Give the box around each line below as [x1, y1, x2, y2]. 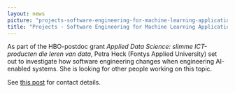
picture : [7, 17, 33, 24]
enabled [7, 64, 31, 73]
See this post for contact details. [7, 78, 101, 87]
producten [7, 50, 37, 58]
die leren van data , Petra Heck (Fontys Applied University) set [38, 50, 218, 58]
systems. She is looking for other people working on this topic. [31, 64, 213, 73]
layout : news [7, 10, 45, 17]
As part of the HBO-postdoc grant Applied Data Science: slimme [7, 43, 194, 51]
